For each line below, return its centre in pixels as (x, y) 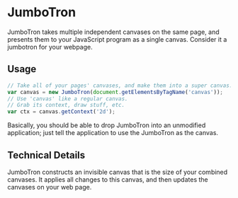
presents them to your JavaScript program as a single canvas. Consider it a (117, 39)
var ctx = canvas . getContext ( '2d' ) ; (61, 112)
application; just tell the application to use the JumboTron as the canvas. (113, 133)
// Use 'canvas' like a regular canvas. (68, 99)
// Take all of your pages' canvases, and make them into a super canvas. (120, 86)
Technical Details (46, 155)
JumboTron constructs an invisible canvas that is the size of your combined (118, 172)
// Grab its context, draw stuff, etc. (66, 105)
